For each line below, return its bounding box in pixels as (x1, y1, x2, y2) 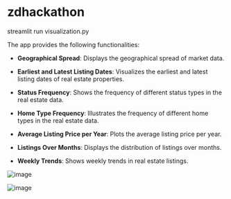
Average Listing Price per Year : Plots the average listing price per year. (17, 130, 222, 138)
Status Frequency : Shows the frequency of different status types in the (17, 88, 222, 96)
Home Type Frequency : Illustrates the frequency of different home (17, 109, 209, 117)
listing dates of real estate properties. (17, 74, 125, 83)
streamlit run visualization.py (7, 27, 89, 35)
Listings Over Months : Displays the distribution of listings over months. (17, 143, 222, 151)
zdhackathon (7, 4, 85, 20)
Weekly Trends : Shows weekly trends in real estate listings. (17, 157, 189, 165)
